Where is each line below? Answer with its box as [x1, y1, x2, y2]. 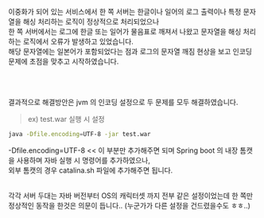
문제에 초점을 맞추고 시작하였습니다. [8, 56, 119, 66]
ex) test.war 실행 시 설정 [27, 115, 105, 123]
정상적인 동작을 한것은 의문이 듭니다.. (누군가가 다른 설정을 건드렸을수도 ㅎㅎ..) [8, 200, 250, 210]
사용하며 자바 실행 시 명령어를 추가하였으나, [16, 155, 151, 165]
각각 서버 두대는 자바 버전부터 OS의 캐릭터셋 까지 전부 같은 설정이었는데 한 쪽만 [8, 190, 253, 200]
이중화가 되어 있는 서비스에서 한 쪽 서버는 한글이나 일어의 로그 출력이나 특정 [8, 7, 242, 16]
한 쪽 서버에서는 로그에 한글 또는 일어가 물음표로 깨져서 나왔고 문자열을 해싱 [8, 27, 242, 36]
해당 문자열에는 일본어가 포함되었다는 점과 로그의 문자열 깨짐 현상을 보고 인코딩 [8, 47, 253, 56]
